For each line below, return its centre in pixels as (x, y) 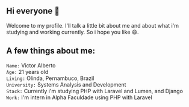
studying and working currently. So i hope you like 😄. (73, 32)
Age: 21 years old (27, 72)
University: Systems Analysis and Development (66, 84)
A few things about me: (51, 51)
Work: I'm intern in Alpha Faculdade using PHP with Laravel (79, 97)
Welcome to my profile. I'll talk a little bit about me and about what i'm (93, 25)
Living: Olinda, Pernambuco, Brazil (50, 78)
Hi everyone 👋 (33, 11)
